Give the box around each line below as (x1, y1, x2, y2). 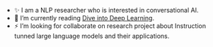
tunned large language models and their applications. (13, 32, 170, 40)
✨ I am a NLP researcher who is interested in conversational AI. (13, 6, 199, 14)
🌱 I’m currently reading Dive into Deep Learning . (13, 14, 154, 22)
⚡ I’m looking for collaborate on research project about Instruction (13, 22, 207, 30)
